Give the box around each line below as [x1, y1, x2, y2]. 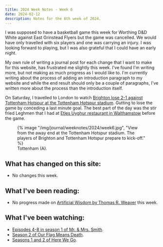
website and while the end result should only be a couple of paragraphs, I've [5, 80, 159, 86]
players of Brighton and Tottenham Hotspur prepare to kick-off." [17, 135, 145, 141]
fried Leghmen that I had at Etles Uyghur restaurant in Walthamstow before [5, 110, 156, 116]
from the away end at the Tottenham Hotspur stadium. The [17, 130, 135, 136]
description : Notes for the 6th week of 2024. [5, 16, 101, 21]
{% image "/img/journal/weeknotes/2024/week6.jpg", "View [17, 125, 138, 131]
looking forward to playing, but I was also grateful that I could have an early [5, 45, 156, 51]
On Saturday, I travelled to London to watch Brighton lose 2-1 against [5, 95, 143, 101]
